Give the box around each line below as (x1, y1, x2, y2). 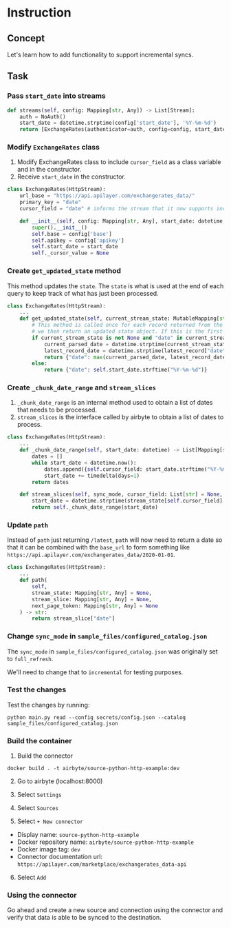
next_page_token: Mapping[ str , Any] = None (32, 602, 158, 609)
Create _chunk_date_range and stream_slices (7, 383, 157, 392)
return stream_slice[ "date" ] (32, 615, 115, 622)
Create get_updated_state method (7, 266, 122, 276)
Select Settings (16, 791, 62, 799)
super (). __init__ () (32, 224, 88, 231)
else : (32, 360, 48, 367)
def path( (19, 577, 48, 584)
